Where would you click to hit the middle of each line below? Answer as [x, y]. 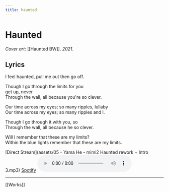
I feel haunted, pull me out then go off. [45, 77]
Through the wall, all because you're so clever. [54, 97]
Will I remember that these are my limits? [47, 137]
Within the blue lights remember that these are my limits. [64, 143]
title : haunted [21, 10]
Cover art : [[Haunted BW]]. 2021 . [39, 49]
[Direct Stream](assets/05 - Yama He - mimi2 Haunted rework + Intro [77, 152]
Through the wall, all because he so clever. [50, 127]
